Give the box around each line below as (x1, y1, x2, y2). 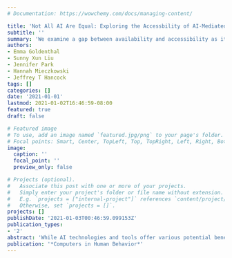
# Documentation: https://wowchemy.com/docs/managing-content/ (7, 10, 193, 17)
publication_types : (7, 221, 64, 228)
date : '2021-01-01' (7, 93, 64, 100)
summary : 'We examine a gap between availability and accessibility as (7, 35, 217, 42)
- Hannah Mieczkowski (7, 67, 70, 75)
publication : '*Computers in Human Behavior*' (7, 240, 144, 248)
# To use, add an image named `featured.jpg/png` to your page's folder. (7, 131, 224, 138)
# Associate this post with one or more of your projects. (7, 183, 187, 190)
